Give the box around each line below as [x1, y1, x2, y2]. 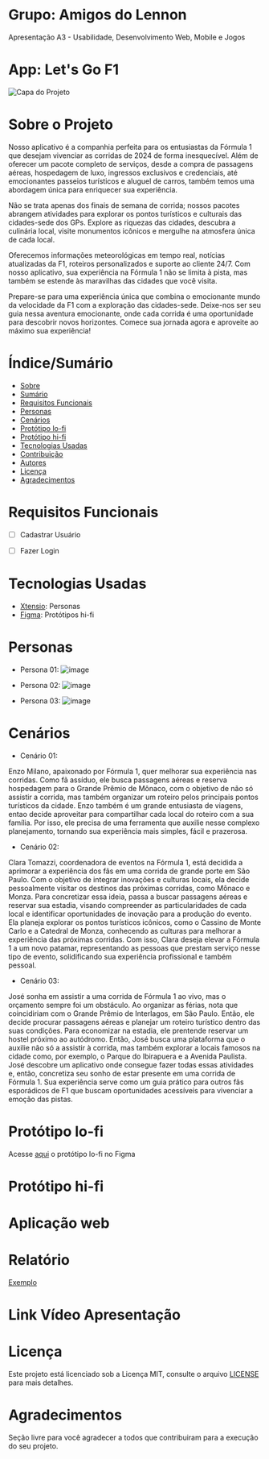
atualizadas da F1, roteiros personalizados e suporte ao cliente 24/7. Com [8, 259, 251, 268]
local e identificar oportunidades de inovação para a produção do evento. [8, 909, 251, 918]
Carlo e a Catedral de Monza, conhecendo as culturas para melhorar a [8, 926, 242, 935]
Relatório [8, 1251, 71, 1270]
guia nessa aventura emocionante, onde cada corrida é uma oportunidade [8, 309, 254, 318]
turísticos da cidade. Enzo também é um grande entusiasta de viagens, [8, 800, 243, 810]
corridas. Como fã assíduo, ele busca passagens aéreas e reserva [8, 775, 227, 785]
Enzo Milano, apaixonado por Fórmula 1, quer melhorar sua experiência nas [8, 766, 257, 776]
